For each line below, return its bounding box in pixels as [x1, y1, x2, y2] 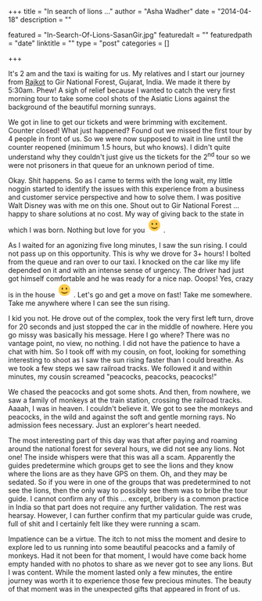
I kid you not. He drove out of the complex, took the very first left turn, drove [8, 313, 254, 322]
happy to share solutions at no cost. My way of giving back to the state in [8, 209, 245, 218]
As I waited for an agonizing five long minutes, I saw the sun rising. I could [8, 240, 248, 250]
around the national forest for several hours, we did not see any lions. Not [8, 443, 245, 453]
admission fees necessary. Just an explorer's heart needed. [8, 420, 201, 430]
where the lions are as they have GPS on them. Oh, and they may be [8, 468, 228, 478]
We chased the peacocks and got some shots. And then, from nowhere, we [8, 387, 251, 396]
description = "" [20, 15, 72, 24]
